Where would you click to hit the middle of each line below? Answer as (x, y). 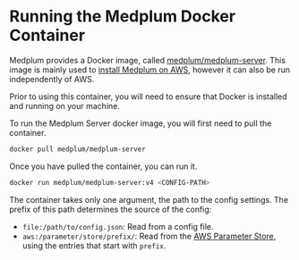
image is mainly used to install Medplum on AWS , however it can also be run (150, 70)
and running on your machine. (65, 105)
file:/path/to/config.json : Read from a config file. (118, 226)
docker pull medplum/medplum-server (77, 149)
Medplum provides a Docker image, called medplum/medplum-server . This (148, 60)
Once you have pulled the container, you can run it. (103, 166)
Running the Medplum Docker (122, 17)
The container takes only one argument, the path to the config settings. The (149, 199)
